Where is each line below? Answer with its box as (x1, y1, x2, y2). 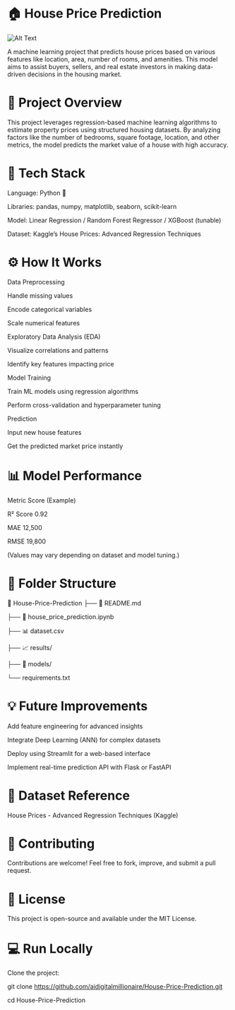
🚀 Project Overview (7, 95, 122, 111)
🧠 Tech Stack (7, 165, 86, 181)
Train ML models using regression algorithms (7, 387, 139, 395)
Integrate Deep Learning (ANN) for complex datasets (7, 735, 161, 744)
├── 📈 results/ (7, 643, 53, 651)
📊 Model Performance (7, 467, 143, 483)
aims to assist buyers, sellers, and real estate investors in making (7, 62, 196, 71)
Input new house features (7, 428, 82, 436)
